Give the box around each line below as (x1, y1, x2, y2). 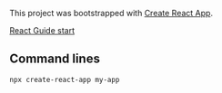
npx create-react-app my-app (9, 75, 120, 84)
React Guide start (9, 25, 76, 35)
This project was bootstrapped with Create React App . (9, 8, 214, 18)
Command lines (9, 51, 100, 67)
